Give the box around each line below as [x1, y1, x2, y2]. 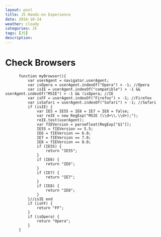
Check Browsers [5, 57, 76, 68]
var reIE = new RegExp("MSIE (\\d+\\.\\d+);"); [37, 113, 138, 118]
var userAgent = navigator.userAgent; [27, 78, 109, 83]
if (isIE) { [27, 104, 53, 109]
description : [5, 36, 33, 41]
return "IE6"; [45, 161, 75, 166]
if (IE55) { [37, 144, 62, 149]
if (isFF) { [27, 201, 53, 206]
